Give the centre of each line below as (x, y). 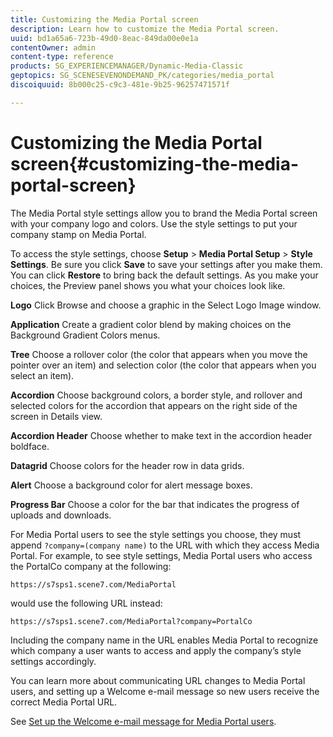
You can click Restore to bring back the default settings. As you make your (164, 275)
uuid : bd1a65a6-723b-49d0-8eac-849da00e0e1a (104, 38)
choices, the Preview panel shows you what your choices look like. (148, 285)
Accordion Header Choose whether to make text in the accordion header (161, 435)
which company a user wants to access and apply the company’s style (156, 650)
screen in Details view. (56, 416)
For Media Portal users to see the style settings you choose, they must (156, 534)
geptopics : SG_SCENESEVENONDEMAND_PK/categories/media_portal (142, 76)
